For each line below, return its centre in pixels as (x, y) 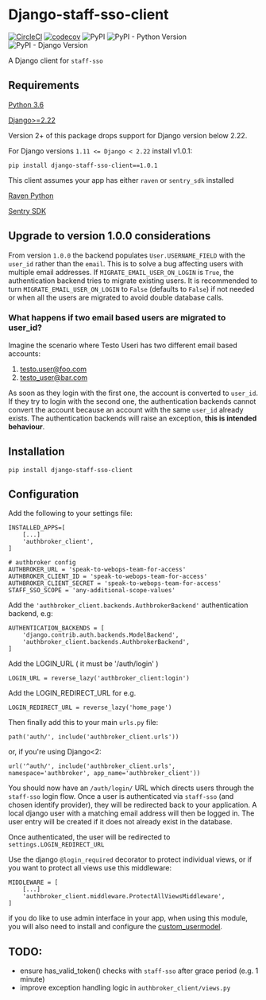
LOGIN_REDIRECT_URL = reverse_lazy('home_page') (90, 708)
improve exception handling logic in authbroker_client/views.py (125, 988)
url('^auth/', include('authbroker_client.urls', (92, 766)
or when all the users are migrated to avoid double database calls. (116, 297)
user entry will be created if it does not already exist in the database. (120, 822)
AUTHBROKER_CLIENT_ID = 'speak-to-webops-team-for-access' (108, 577)
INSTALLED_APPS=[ (37, 528)
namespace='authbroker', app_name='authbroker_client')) (104, 773)
